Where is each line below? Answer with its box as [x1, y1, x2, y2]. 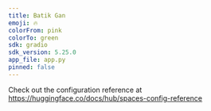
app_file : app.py [8, 56, 66, 64]
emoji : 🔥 [8, 19, 38, 27]
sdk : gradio [8, 41, 48, 49]
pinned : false [8, 63, 56, 71]
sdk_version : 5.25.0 [8, 48, 77, 56]
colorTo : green [8, 33, 59, 42]
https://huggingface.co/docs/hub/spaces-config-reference [8, 93, 203, 103]
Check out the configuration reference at [8, 85, 143, 94]
